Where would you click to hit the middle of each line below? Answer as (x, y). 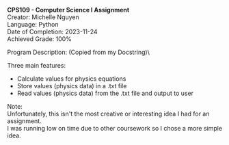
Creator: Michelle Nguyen (43, 17)
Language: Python (33, 24)
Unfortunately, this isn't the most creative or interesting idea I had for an (108, 114)
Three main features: (37, 65)
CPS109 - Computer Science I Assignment (68, 10)
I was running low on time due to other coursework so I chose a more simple (115, 128)
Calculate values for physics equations (71, 79)
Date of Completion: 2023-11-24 (52, 31)
